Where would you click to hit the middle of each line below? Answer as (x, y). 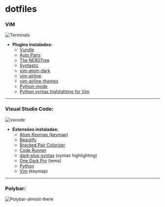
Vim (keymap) (34, 171)
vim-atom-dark (35, 71)
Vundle (27, 50)
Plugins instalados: (32, 45)
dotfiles (21, 9)
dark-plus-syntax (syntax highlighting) (58, 155)
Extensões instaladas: (35, 129)
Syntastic (29, 65)
